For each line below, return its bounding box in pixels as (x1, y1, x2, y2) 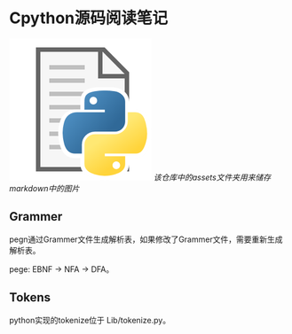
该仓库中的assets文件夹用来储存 (153, 172, 272, 183)
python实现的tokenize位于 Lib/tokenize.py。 (9, 315, 171, 325)
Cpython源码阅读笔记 (9, 8, 169, 28)
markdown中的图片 (9, 183, 80, 193)
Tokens (9, 290, 51, 306)
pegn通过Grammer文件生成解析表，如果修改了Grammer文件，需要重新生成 (9, 234, 283, 245)
